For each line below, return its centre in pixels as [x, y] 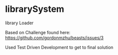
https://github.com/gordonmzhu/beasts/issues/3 [55, 38]
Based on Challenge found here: [38, 32]
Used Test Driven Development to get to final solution [59, 47]
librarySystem [35, 9]
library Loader [19, 23]
